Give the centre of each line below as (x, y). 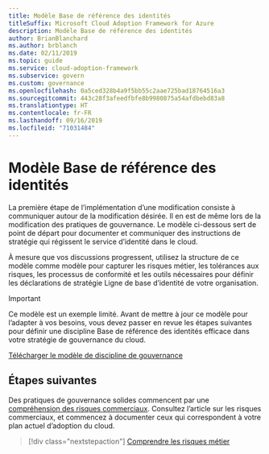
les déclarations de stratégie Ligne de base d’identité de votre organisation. (134, 283)
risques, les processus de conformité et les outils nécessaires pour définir (131, 274)
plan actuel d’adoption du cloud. (62, 425)
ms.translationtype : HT (48, 105)
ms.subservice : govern (46, 76)
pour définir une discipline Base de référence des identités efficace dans (129, 331)
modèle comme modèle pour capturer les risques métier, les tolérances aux (134, 266)
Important (25, 298)
